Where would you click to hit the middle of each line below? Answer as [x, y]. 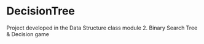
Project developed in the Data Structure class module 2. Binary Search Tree [102, 28]
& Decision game [28, 34]
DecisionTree [41, 11]
